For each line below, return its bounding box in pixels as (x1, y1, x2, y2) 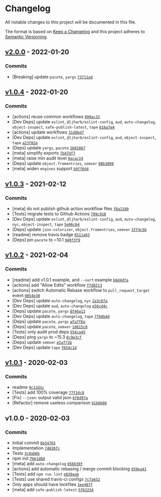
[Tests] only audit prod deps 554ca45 (12, 329, 86, 335)
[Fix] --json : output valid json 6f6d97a (12, 395, 88, 401)
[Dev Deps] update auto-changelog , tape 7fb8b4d (12, 313, 110, 319)
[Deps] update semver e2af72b (12, 339, 72, 345)
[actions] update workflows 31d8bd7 (12, 129, 84, 135)
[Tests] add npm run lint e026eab (12, 471, 80, 477)
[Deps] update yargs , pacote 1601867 (12, 145, 85, 151)
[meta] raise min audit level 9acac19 (12, 155, 83, 161)
